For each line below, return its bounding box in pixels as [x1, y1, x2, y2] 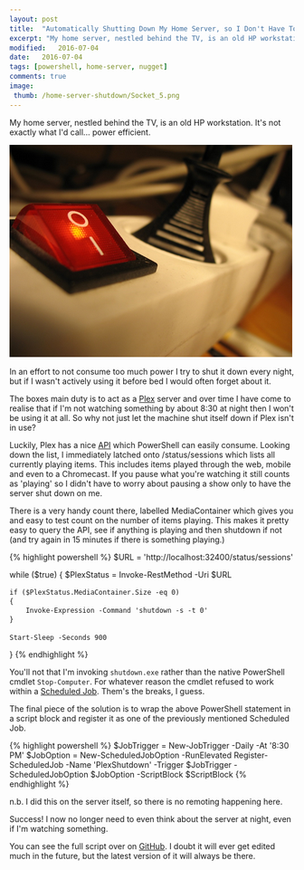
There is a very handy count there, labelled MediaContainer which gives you [9, 505, 294, 516]
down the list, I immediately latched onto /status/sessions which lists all [9, 449, 276, 460]
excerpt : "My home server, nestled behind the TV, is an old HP [9, 33, 257, 43]
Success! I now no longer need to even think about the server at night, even [9, 813, 292, 824]
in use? [9, 422, 36, 433]
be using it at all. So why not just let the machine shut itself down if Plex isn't [9, 412, 294, 423]
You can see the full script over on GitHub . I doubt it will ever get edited [9, 840, 276, 851]
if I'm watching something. [9, 823, 109, 834]
